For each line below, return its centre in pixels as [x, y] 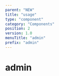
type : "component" [24, 19]
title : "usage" [21, 15]
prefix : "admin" [22, 43]
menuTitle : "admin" [25, 38]
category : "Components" [30, 24]
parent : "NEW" [20, 10]
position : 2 [17, 29]
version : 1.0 [19, 33]
